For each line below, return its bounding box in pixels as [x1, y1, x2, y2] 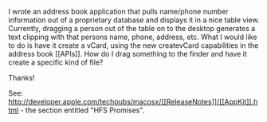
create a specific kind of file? [8, 57, 104, 67]
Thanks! [8, 73, 35, 82]
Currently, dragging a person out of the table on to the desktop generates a [8, 24, 256, 33]
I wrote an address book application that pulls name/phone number [8, 7, 229, 16]
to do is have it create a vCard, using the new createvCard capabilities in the [8, 41, 259, 50]
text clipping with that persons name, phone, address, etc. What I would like [8, 32, 257, 41]
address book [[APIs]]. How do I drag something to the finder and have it [8, 49, 247, 58]
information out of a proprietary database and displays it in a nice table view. [8, 15, 260, 25]
